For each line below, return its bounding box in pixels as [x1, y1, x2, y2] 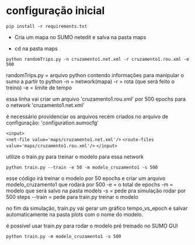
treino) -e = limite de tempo [6, 84, 72, 91]
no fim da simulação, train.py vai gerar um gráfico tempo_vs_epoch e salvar [6, 205, 188, 212]
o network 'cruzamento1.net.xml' [6, 101, 85, 109]
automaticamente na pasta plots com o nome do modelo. [6, 211, 143, 218]
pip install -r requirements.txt [6, 23, 88, 29]
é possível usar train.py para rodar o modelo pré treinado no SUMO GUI [6, 222, 178, 229]
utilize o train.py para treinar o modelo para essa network [6, 153, 144, 160]
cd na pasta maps [14, 45, 58, 52]
